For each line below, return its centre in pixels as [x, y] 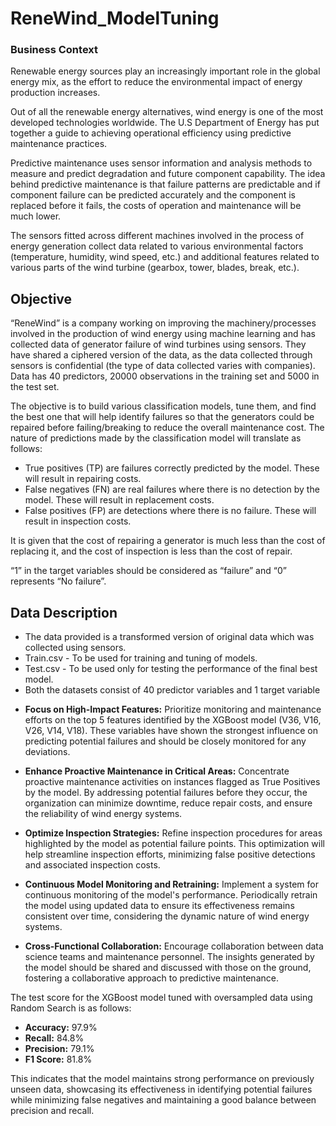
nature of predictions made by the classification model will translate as [156, 438]
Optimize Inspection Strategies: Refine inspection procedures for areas [173, 833]
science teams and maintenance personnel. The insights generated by [169, 957]
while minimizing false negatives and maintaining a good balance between [163, 1100]
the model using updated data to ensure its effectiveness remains [159, 906]
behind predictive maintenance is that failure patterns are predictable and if [165, 184]
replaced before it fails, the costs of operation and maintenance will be [156, 206]
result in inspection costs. [78, 521]
